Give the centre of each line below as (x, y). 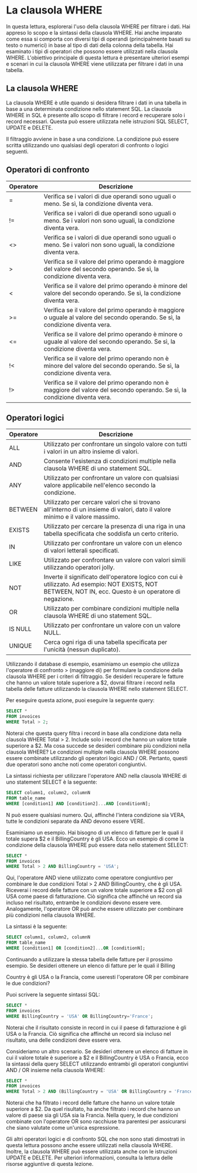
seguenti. (17, 151)
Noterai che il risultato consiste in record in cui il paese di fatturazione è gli (96, 1028)
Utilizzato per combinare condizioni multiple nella (112, 609)
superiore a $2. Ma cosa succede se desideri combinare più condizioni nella (98, 746)
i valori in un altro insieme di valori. (91, 452)
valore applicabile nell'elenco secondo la (100, 486)
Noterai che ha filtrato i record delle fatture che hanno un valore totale (90, 1103)
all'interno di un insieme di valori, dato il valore (107, 510)
